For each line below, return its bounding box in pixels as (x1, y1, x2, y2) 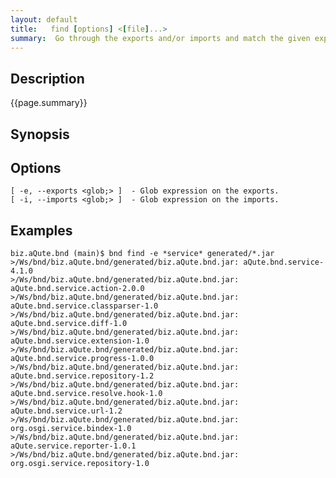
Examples (10, 222, 73, 239)
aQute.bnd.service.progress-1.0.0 (10, 354, 155, 364)
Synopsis (10, 126, 70, 143)
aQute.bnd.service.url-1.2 (10, 406, 123, 416)
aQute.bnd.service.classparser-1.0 (10, 301, 159, 311)
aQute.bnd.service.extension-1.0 (10, 336, 150, 346)
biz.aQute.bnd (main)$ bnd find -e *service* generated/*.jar (10, 249, 275, 259)
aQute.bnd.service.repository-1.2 (10, 371, 155, 381)
